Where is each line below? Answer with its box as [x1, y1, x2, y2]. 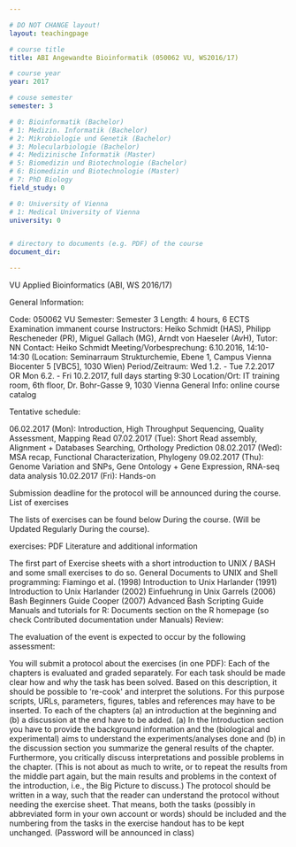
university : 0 [9, 216, 62, 225]
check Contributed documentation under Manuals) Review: [9, 614, 224, 625]
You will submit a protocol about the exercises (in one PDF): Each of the [9, 658, 270, 668]
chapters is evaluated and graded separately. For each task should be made [9, 667, 285, 678]
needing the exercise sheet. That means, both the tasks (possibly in [9, 799, 256, 810]
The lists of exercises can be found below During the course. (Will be [9, 514, 261, 525]
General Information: [9, 297, 84, 307]
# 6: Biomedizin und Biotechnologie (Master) [9, 167, 179, 176]
